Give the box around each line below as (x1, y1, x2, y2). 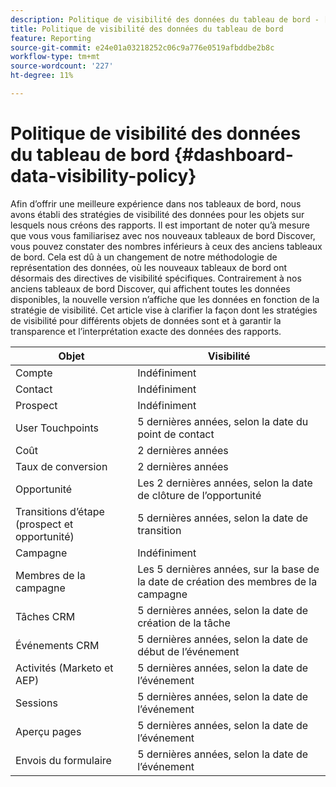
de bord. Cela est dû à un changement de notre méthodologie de (10, 251, 278, 263)
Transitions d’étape (15, 504, 105, 518)
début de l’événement (137, 644, 240, 658)
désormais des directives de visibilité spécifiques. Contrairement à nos (10, 272, 302, 284)
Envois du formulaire (15, 753, 112, 767)
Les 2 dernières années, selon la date (137, 476, 313, 490)
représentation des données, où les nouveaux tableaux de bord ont (10, 261, 288, 273)
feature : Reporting (10, 33, 92, 43)
